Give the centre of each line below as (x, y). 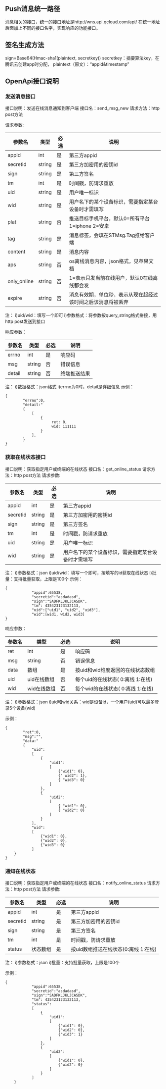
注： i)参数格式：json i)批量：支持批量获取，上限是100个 (62, 962)
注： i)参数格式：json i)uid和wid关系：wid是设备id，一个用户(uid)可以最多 (80, 702)
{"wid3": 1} (70, 1034)
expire (15, 298)
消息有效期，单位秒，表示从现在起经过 (113, 295)
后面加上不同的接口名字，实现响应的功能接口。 (53, 28)
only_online (21, 281)
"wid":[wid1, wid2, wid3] (58, 614)
